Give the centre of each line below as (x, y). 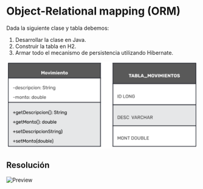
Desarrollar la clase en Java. (50, 40)
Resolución (28, 165)
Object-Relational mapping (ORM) (93, 11)
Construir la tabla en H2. (46, 46)
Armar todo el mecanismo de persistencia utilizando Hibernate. (94, 52)
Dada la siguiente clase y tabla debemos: (58, 28)
